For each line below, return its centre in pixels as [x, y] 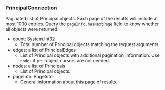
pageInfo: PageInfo [33, 77]
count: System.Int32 [34, 39]
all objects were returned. [32, 29]
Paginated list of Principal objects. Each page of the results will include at [82, 19]
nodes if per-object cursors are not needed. [65, 61]
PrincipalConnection [31, 8]
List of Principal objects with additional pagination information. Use [90, 55]
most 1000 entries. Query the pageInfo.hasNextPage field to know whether [82, 24]
